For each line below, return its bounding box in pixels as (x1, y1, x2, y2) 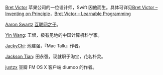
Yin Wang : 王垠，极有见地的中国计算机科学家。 (5, 32, 102, 38)
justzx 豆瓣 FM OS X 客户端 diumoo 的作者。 (5, 64, 97, 70)
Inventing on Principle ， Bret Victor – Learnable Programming (5, 11, 131, 17)
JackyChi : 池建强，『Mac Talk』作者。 (5, 43, 83, 49)
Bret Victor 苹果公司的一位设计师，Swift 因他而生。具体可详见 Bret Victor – (5, 5, 158, 10)
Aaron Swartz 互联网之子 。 (5, 22, 61, 27)
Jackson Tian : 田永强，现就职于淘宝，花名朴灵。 (5, 53, 106, 59)
